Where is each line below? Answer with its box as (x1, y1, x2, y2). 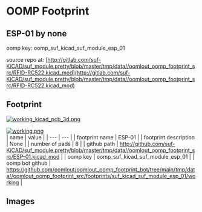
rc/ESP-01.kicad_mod (6, 153, 60, 160)
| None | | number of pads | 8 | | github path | (6, 140, 119, 147)
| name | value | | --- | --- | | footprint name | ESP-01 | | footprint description (6, 133, 195, 141)
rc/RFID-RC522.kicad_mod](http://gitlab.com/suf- (6, 69, 131, 76)
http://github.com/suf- (119, 140, 175, 147)
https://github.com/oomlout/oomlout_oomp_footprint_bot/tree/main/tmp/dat (6, 165, 195, 173)
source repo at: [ (6, 56, 48, 63)
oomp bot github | (6, 159, 51, 167)
